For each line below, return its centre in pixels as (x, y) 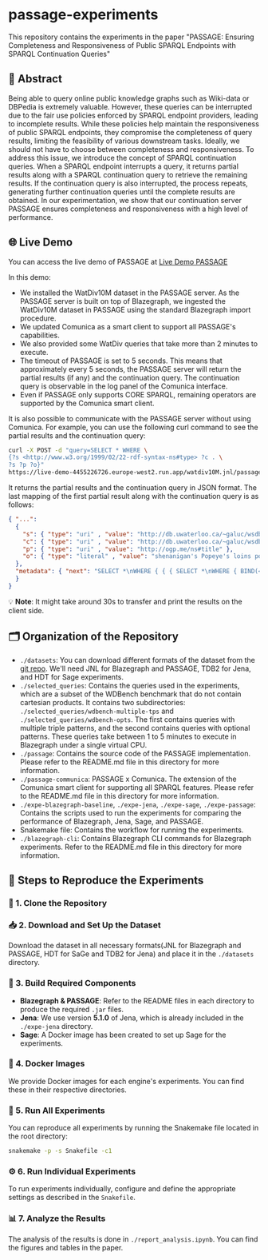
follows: (21, 504)
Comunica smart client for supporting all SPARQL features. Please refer (137, 787)
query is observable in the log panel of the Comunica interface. (124, 386)
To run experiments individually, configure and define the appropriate (122, 1189)
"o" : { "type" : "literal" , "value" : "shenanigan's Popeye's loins (137, 556)
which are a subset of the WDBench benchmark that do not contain (130, 694)
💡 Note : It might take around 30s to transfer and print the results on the (125, 601)
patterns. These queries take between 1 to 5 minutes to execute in (128, 736)
